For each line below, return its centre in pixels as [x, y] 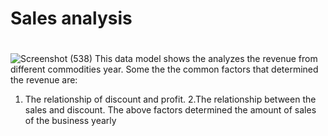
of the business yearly [70, 121]
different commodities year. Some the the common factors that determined [164, 69]
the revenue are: [44, 80]
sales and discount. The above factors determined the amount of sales [170, 110]
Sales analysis [71, 18]
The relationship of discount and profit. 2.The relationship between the [170, 99]
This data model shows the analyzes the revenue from [206, 59]
